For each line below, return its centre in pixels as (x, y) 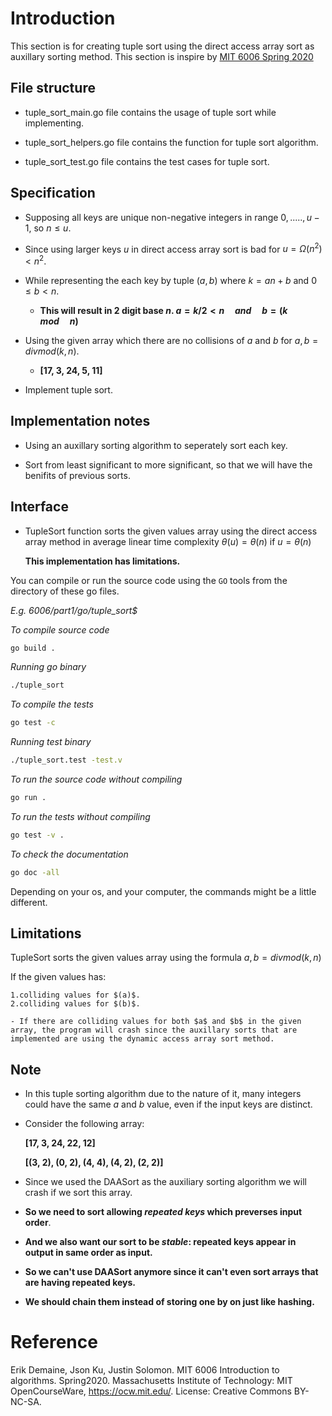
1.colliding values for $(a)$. (75, 995)
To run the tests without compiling (80, 816)
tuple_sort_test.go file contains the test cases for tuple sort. (147, 161)
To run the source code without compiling (96, 779)
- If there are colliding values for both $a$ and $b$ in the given (156, 1022)
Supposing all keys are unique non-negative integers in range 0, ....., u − (172, 217)
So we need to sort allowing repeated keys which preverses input (163, 1212)
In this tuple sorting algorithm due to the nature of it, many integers (163, 1094)
